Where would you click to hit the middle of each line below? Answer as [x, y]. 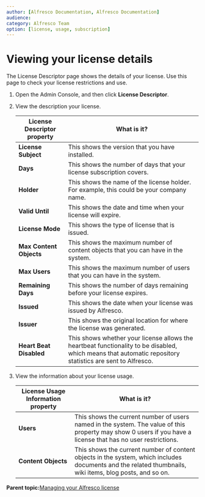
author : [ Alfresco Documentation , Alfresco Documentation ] [83, 12]
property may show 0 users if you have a [133, 432]
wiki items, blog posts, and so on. [122, 473]
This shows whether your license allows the [131, 338]
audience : [19, 18]
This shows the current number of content [135, 450]
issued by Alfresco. [95, 311]
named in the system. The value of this [130, 424]
